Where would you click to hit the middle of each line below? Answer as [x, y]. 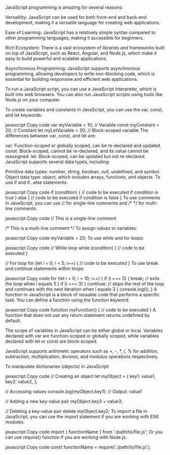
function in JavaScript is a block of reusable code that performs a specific [82, 295]
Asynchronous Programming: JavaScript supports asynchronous [73, 68]
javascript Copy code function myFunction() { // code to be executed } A [80, 310]
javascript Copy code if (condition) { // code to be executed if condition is [82, 192]
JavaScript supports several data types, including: [58, 162]
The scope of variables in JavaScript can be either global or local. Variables [84, 330]
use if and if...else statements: [36, 182]
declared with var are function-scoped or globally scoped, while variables [82, 336]
